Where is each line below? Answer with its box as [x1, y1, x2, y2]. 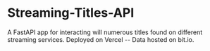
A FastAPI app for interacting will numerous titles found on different [7, 28, 203, 36]
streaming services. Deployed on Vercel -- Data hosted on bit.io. [7, 35, 194, 43]
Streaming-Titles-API [7, 5, 135, 21]
